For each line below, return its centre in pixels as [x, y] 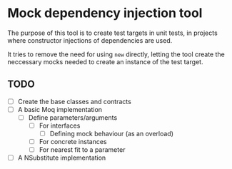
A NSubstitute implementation [62, 158]
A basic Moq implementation [60, 109]
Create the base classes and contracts [75, 101]
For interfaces [60, 126]
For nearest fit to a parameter [82, 150]
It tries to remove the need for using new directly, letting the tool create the [116, 54]
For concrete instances [73, 142]
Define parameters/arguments [73, 117]
